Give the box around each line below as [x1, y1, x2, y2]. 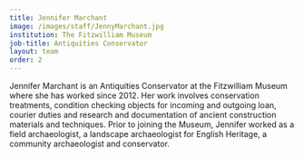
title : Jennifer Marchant [9, 13, 107, 23]
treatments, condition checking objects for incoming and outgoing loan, [9, 100, 277, 110]
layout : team [9, 47, 59, 56]
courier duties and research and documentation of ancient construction [9, 110, 277, 120]
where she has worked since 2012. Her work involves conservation [9, 90, 260, 101]
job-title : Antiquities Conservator [9, 38, 148, 48]
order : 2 [9, 55, 43, 64]
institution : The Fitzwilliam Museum [9, 30, 152, 39]
